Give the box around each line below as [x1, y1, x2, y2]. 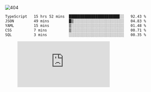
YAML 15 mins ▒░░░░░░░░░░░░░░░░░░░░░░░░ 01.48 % [5, 23, 147, 28]
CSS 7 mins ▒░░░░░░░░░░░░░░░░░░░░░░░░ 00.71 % [5, 27, 147, 33]
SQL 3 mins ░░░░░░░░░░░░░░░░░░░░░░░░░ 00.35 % [5, 32, 147, 37]
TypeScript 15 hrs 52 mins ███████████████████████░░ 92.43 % [5, 14, 147, 19]
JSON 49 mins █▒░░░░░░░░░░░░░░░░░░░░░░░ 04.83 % [5, 19, 147, 23]
